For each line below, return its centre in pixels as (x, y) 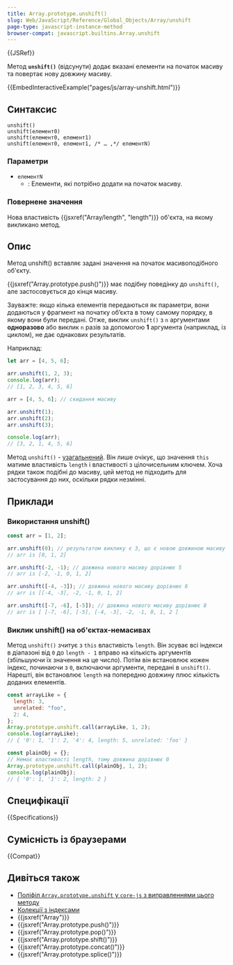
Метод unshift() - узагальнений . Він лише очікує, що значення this (108, 457)
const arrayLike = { (37, 695)
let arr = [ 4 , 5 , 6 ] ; (39, 361)
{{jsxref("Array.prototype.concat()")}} (71, 947)
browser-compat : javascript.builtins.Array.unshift (83, 33)
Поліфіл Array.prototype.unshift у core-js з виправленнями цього (115, 895)
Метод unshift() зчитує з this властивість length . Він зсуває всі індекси (115, 645)
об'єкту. (19, 271)
